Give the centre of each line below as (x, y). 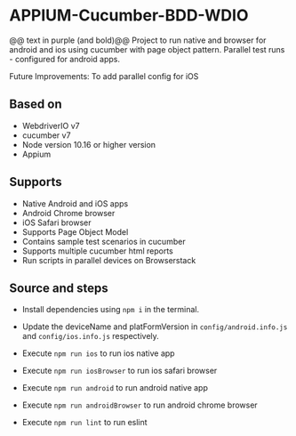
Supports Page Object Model (75, 231)
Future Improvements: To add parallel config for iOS (104, 76)
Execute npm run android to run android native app (115, 388)
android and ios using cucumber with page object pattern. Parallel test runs (147, 49)
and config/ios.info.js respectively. (91, 336)
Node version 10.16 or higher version (89, 144)
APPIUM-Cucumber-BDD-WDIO (129, 16)
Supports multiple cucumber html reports (97, 251)
